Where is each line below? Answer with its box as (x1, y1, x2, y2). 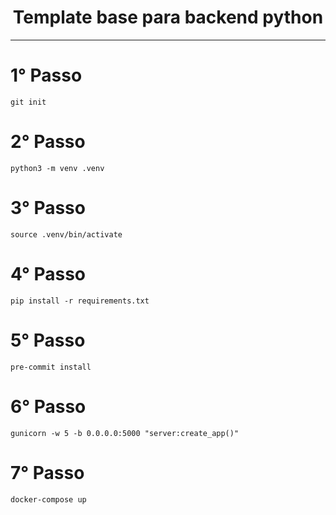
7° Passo (10, 461, 85, 484)
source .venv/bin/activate (10, 229, 123, 240)
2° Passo (10, 131, 86, 153)
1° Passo (10, 64, 83, 87)
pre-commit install (10, 362, 92, 372)
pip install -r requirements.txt (10, 296, 150, 306)
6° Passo (10, 395, 87, 418)
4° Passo (10, 262, 87, 285)
